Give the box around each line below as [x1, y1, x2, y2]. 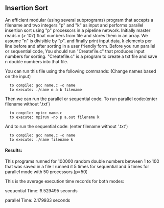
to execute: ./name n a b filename [9, 87, 82, 92]
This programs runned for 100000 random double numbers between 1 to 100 [5, 158, 160, 164]
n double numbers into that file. [5, 58, 69, 64]
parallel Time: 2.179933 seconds [5, 197, 70, 203]
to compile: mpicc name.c [9, 110, 63, 115]
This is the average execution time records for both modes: [5, 179, 124, 184]
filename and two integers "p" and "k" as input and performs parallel [5, 22, 143, 28]
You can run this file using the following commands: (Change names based [5, 68, 157, 74]
